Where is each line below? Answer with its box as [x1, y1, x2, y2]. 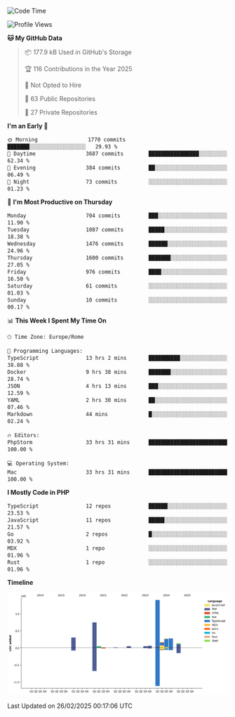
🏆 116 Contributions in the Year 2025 [24, 65, 133, 73]
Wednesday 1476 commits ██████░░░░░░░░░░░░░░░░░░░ [7, 240, 228, 247]
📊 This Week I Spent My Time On [7, 316, 107, 325]
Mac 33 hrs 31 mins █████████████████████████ [7, 469, 228, 476]
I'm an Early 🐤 [7, 122, 48, 130]
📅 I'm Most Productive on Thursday [7, 198, 113, 206]
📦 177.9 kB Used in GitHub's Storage [24, 48, 132, 56]
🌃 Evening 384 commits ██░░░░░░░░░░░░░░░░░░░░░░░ [7, 164, 228, 172]
